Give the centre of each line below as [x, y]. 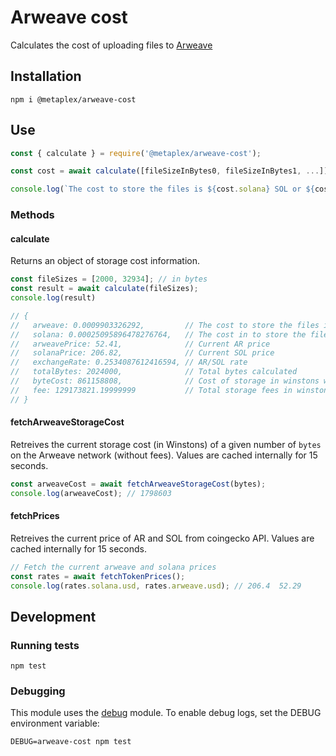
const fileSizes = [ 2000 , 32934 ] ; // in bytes [109, 279]
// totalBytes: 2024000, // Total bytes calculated [154, 372]
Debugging [38, 691]
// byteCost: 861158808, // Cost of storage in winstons [165, 381]
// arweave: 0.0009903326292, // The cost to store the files [165, 325]
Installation [46, 76]
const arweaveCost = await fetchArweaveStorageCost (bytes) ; [138, 484]
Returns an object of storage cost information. [105, 261]
